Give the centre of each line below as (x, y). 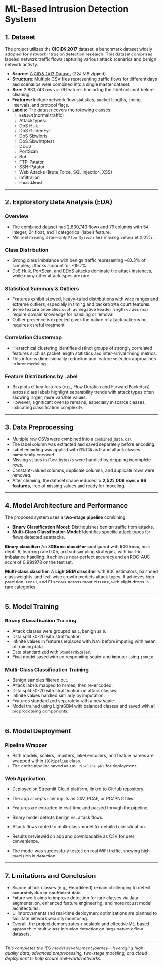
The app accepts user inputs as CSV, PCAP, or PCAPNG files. (73, 799)
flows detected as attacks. (38, 537)
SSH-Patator (32, 167)
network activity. (22, 64)
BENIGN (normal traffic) (41, 115)
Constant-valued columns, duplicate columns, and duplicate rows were (83, 470)
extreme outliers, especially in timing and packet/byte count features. (81, 304)
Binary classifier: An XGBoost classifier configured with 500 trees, (73, 547)
